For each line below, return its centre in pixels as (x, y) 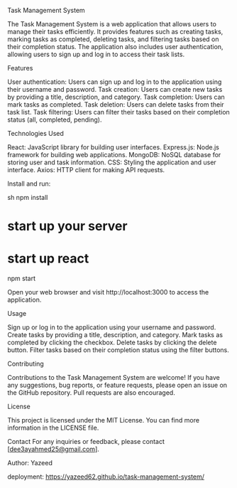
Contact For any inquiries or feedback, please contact (86, 442)
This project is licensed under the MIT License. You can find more (104, 420)
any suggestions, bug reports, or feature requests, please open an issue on (117, 385)
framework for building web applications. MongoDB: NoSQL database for (114, 155)
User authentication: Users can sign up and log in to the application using (115, 82)
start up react (48, 259)
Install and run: (29, 184)
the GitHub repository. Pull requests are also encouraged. (91, 393)
